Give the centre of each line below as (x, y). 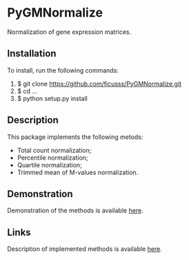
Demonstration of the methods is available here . (75, 211)
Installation (32, 54)
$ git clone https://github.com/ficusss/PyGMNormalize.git (99, 84)
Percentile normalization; (52, 158)
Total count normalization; (54, 150)
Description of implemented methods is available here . (84, 249)
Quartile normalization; (50, 165)
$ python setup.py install (52, 98)
